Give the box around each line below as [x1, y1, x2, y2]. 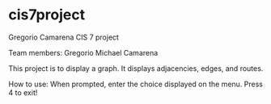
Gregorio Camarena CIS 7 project [8, 32, 120, 42]
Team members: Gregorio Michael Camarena [8, 48, 159, 57]
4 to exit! [8, 87, 38, 98]
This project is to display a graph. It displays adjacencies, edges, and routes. [8, 63, 264, 73]
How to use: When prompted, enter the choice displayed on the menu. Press [8, 79, 263, 89]
